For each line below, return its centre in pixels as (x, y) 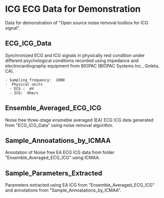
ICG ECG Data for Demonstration (73, 9)
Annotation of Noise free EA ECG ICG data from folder (60, 152)
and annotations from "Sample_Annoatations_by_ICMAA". (63, 190)
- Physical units (24, 84)
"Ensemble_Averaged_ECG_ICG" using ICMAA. (53, 158)
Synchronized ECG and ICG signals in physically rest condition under (75, 55)
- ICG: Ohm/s (24, 93)
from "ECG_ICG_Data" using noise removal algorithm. (59, 125)
